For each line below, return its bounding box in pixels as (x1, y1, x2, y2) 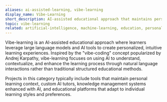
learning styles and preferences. (5, 92, 72, 98)
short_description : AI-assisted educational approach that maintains (5, 16, 153, 21)
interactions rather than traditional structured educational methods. (5, 66, 143, 72)
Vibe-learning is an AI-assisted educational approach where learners (5, 39, 147, 45)
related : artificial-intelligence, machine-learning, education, (5, 26, 143, 31)
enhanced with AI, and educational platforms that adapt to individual (5, 86, 145, 92)
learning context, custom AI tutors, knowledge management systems (5, 81, 146, 87)
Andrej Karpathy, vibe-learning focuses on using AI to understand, (5, 55, 141, 61)
